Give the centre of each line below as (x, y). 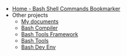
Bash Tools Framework (50, 34)
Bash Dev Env (38, 47)
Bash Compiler (39, 28)
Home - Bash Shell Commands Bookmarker (66, 9)
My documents (40, 21)
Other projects (30, 15)
